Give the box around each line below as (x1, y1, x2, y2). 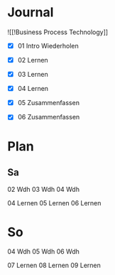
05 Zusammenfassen (17, 99, 80, 107)
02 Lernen (17, 56, 48, 64)
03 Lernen (17, 70, 48, 79)
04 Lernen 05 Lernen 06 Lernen (7, 199, 102, 207)
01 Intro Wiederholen (17, 41, 80, 50)
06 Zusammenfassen (17, 113, 80, 122)
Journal (7, 4, 54, 21)
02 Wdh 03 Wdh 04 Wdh (7, 185, 80, 194)
